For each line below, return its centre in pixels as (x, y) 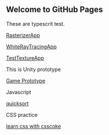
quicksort (17, 103)
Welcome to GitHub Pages (54, 10)
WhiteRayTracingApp (31, 46)
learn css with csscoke (34, 126)
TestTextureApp (25, 58)
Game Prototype (26, 80)
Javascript (19, 92)
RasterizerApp (23, 35)
